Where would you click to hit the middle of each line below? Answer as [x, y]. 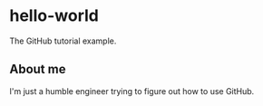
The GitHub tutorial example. [63, 41]
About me [38, 69]
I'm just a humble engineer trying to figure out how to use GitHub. [132, 91]
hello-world [54, 16]
